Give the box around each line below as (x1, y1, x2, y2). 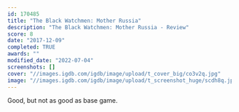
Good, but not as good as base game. (7, 96, 118, 105)
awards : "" (7, 51, 40, 58)
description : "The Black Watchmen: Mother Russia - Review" (7, 24, 190, 31)
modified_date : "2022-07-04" (7, 57, 94, 64)
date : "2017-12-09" (7, 37, 65, 44)
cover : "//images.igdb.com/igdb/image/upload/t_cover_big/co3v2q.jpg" (7, 70, 221, 77)
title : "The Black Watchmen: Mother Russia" (7, 17, 142, 24)
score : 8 (7, 30, 33, 38)
